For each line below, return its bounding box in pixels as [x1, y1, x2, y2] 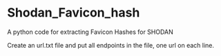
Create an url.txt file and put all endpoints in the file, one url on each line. [7, 41, 215, 49]
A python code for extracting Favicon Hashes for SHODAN [7, 28, 174, 36]
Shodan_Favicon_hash [7, 5, 140, 21]
